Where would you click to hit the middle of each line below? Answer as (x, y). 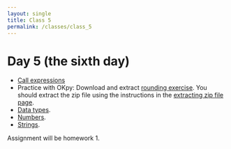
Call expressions (41, 80)
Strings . (29, 125)
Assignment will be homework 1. (53, 138)
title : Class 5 (29, 20)
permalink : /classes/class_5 (50, 26)
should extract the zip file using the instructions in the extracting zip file (120, 95)
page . (26, 102)
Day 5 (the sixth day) (69, 61)
